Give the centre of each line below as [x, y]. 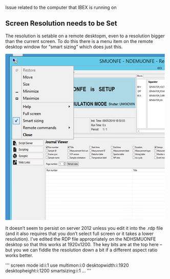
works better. [19, 255]
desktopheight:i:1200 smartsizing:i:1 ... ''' [48, 270]
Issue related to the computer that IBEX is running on [61, 7]
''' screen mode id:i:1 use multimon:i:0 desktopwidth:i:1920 [67, 265]
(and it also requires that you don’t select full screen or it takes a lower [79, 233]
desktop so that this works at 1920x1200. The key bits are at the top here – [84, 244]
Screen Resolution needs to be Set [61, 23]
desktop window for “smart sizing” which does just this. [64, 47]
